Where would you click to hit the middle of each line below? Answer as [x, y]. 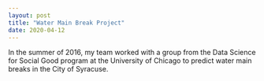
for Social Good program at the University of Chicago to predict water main [130, 61]
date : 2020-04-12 [37, 30]
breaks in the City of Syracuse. [58, 69]
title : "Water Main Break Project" [67, 23]
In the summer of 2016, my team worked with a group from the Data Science [132, 53]
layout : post [30, 15]
